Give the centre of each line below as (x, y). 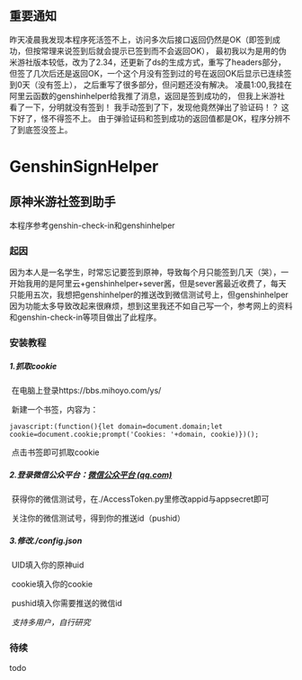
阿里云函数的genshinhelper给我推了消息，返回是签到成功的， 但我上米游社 (147, 95)
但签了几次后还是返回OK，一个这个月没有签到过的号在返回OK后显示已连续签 (151, 73)
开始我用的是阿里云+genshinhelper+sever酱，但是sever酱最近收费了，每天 (148, 284)
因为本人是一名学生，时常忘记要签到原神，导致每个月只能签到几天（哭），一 (149, 272)
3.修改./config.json (46, 540)
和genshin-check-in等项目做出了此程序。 (85, 317)
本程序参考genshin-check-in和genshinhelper (92, 225)
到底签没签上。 (44, 130)
